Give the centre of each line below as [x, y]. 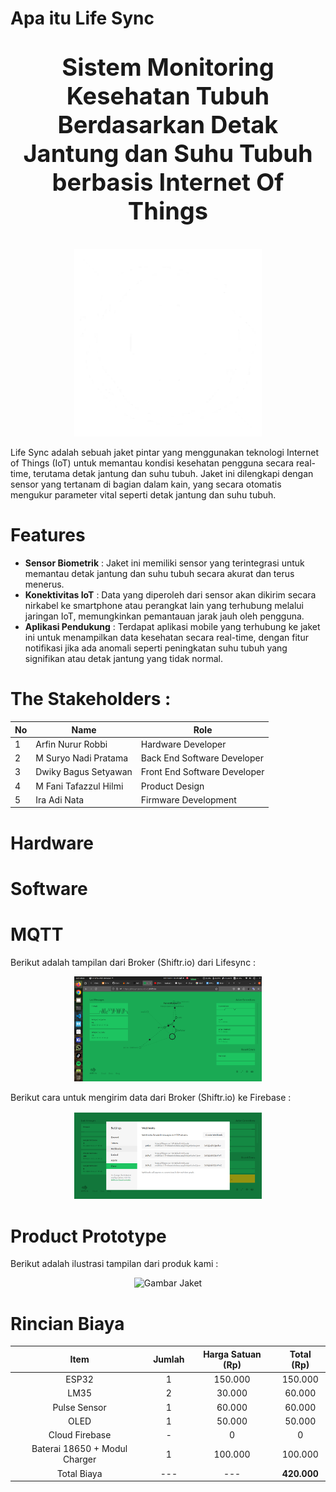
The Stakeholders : [91, 699]
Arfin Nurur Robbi [71, 744]
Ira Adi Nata [60, 799]
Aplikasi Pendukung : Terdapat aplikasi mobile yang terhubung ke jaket [172, 627]
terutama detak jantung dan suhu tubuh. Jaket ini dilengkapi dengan [173, 474]
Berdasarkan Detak [168, 125]
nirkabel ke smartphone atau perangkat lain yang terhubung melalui [164, 606]
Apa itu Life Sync [82, 18]
